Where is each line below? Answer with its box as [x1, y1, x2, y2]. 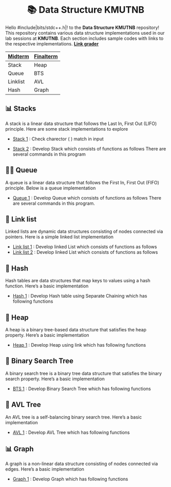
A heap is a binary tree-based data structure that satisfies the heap [5, 327, 146, 332]
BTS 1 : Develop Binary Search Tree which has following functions [12, 385, 151, 392]
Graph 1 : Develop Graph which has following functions [12, 476, 129, 482]
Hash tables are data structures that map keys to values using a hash [5, 278, 151, 284]
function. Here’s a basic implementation [5, 283, 89, 289]
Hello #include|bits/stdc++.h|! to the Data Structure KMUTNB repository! [5, 24, 160, 31]
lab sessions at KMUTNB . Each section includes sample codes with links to [5, 35, 164, 41]
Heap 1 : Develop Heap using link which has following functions [12, 342, 146, 348]
